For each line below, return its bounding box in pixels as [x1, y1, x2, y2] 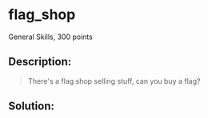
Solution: [8, 100, 54, 113]
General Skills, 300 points [8, 32, 94, 41]
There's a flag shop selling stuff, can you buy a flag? [27, 76, 201, 85]
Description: [8, 55, 72, 69]
